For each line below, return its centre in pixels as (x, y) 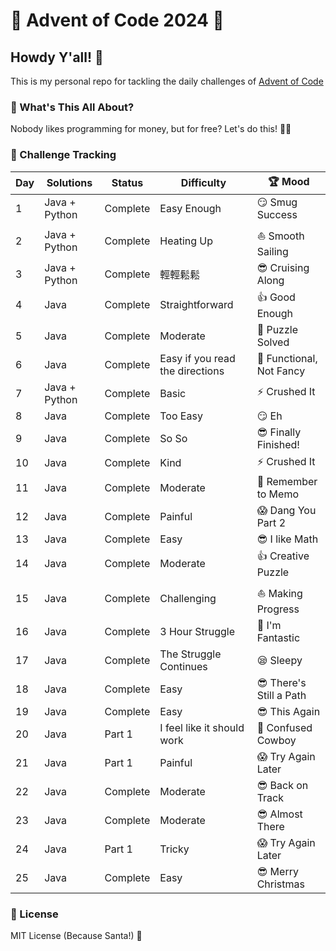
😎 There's (281, 682)
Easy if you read (197, 358)
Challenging (188, 599)
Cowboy (276, 740)
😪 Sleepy (279, 660)
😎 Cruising (283, 267)
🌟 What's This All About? (72, 107)
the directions (192, 371)
